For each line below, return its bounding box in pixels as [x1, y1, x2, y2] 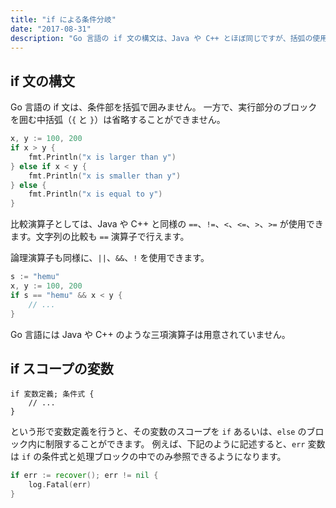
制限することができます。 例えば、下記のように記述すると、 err [44, 438, 306, 450]
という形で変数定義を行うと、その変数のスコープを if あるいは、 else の [10, 426, 307, 438]
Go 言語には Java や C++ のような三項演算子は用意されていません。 [10, 328, 291, 340]
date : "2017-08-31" [10, 24, 92, 34]
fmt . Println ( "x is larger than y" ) [28, 152, 177, 162]
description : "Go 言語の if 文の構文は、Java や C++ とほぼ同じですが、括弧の [10, 33, 313, 43]
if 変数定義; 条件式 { [10, 389, 95, 400]
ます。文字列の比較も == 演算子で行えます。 [10, 231, 190, 243]
